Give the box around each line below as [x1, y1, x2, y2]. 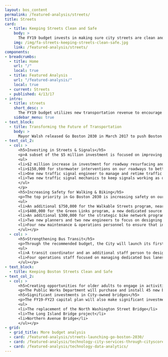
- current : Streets [9, 86, 50, 92]
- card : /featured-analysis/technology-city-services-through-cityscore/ [9, 339, 166, 344]
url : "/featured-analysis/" [14, 77, 72, 82]
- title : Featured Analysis [9, 73, 68, 78]
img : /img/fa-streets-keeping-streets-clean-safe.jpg [14, 40, 128, 45]
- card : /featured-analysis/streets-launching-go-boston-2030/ [9, 335, 144, 340]
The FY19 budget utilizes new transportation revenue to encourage [18, 110, 162, 116]
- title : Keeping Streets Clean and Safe [9, 26, 97, 31]
